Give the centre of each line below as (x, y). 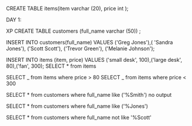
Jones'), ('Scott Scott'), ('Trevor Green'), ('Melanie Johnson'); (80, 48)
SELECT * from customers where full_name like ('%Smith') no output (89, 95)
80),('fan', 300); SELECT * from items (51, 66)
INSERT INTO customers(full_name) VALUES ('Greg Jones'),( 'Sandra (90, 42)
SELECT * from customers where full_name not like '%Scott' (79, 117)
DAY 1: (14, 20)
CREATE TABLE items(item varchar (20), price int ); (67, 8)
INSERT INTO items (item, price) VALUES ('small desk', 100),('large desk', (94, 60)
